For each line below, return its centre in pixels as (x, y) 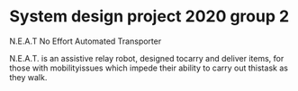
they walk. (28, 77)
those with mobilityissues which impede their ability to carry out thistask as (149, 68)
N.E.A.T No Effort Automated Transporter (86, 41)
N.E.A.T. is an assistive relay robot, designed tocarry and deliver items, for (147, 58)
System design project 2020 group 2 (149, 17)
